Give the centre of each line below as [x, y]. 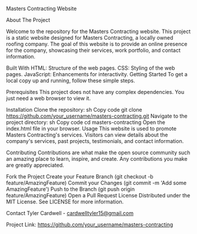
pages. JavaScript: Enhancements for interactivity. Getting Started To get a [97, 74]
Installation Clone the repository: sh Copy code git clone [74, 110]
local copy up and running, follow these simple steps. [71, 80]
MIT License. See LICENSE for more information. [65, 201]
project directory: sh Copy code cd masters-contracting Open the [86, 122]
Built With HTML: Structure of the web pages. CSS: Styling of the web [91, 68]
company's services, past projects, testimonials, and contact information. [95, 141]
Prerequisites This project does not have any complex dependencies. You [95, 92]
